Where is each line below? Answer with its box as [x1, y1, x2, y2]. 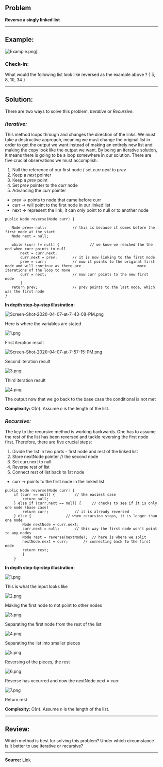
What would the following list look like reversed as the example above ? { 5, [5, 72, 155, 77]
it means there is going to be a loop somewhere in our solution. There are [5, 152, 152, 158]
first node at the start [5, 230, 55, 235]
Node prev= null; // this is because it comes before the [11, 225, 155, 230]
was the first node [5, 289, 45, 294]
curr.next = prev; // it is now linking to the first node [20, 255, 155, 260]
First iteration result [5, 340, 44, 346]
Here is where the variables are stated [5, 321, 81, 327]
